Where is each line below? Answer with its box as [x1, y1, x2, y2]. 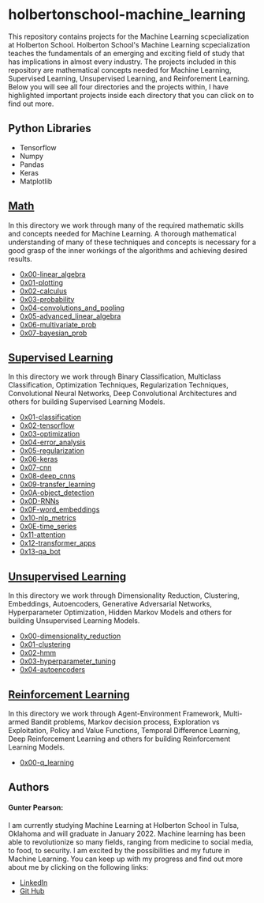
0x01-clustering [19, 640, 71, 649]
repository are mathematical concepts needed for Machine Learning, [8, 65, 232, 74]
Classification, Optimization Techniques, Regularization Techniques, [8, 380, 229, 390]
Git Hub [19, 886, 45, 895]
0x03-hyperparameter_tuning [19, 656, 117, 666]
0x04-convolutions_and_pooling [19, 303, 125, 312]
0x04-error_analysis [19, 437, 86, 448]
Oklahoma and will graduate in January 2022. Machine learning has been [8, 829, 246, 838]
